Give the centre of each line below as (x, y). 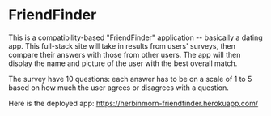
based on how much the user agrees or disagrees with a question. (119, 88)
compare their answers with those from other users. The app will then (125, 54)
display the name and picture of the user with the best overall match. (123, 63)
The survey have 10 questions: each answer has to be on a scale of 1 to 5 (130, 79)
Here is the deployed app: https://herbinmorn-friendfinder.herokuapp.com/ (133, 103)
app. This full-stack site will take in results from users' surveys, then (122, 45)
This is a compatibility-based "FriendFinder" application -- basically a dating (135, 37)
